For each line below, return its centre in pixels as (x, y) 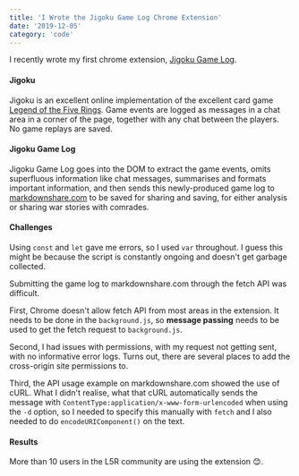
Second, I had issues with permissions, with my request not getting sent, (143, 346)
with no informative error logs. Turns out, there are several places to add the (150, 356)
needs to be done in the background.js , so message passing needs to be (145, 319)
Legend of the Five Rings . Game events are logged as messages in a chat (145, 109)
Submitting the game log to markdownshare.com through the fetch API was (148, 284)
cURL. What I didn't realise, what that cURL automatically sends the (133, 392)
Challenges (31, 227)
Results (24, 442)
